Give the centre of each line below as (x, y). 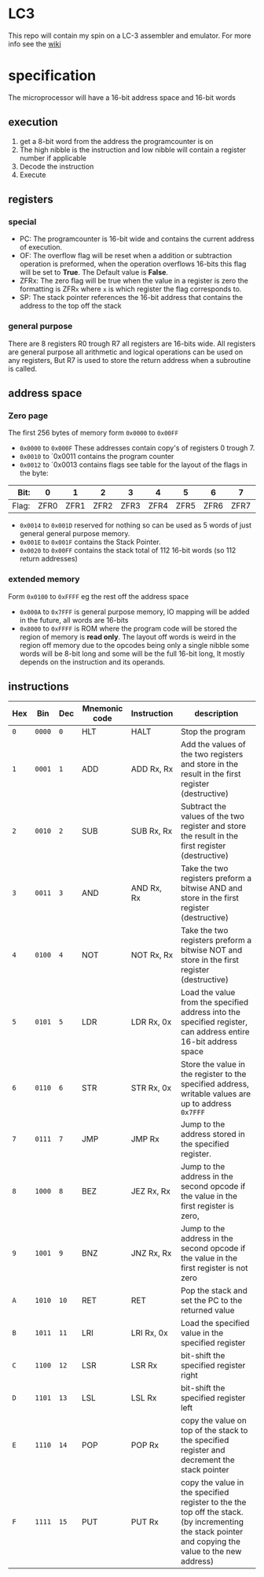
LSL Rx (144, 1398)
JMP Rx (145, 1139)
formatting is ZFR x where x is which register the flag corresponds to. (130, 289)
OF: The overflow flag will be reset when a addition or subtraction (126, 256)
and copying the (211, 1542)
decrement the (208, 1460)
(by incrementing (212, 1522)
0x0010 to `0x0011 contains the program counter (97, 457)
